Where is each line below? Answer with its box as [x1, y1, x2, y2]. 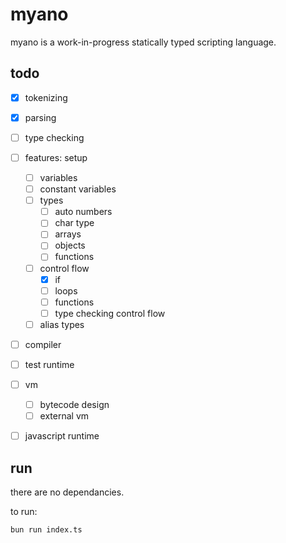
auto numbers [54, 206, 113, 218]
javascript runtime [24, 430, 100, 442]
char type [54, 217, 95, 229]
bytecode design [39, 399, 110, 411]
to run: [10, 506, 38, 518]
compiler [24, 338, 62, 350]
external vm [39, 410, 90, 422]
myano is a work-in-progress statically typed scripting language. [10, 36, 277, 48]
